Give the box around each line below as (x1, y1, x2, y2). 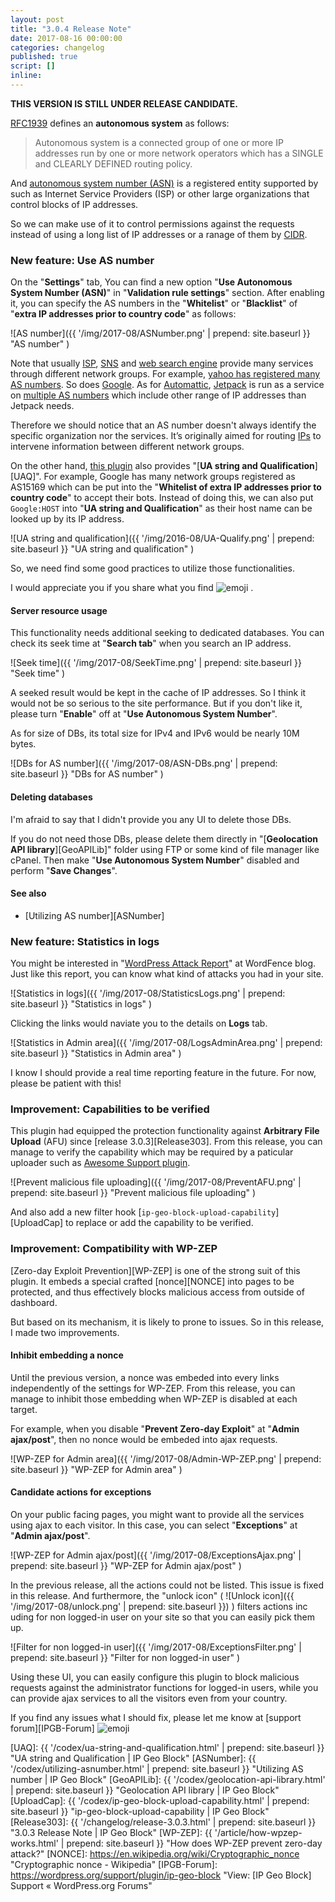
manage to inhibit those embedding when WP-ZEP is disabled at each (10, 1392, 298, 1405)
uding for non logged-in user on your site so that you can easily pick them (10, 1611, 315, 1623)
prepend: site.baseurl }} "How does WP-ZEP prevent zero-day (66, 1837, 323, 1850)
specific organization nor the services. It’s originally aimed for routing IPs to (10, 430, 322, 442)
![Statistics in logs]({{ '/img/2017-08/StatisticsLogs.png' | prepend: (10, 987, 286, 1000)
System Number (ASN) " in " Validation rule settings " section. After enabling (10, 287, 325, 299)
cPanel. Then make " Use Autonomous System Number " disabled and (10, 854, 300, 866)
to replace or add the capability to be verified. (64, 1217, 254, 1229)
